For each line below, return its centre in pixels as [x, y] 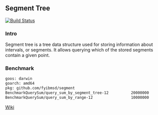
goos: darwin [19, 79]
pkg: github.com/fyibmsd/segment [40, 88]
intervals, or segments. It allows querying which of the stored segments [79, 50]
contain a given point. [28, 55]
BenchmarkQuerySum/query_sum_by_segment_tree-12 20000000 [77, 93]
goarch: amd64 [20, 83]
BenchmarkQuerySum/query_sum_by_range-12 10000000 [77, 97]
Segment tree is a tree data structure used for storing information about [79, 44]
